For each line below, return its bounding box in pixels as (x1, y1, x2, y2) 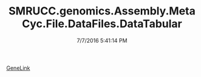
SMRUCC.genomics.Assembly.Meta (9, 4, 196, 18)
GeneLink (6, 64, 30, 72)
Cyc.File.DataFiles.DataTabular (22, 17, 182, 31)
